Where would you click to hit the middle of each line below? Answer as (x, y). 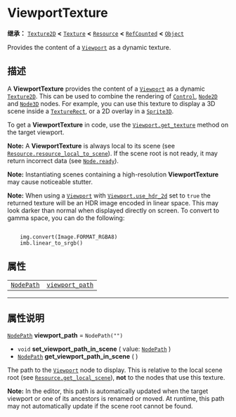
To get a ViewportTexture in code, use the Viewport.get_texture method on (118, 124)
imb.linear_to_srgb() (51, 243)
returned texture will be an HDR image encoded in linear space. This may (113, 203)
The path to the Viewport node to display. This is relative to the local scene (115, 370)
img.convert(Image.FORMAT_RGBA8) (69, 237)
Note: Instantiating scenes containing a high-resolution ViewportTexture (113, 174)
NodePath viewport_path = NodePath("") (65, 335)
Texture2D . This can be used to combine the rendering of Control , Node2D (112, 96)
